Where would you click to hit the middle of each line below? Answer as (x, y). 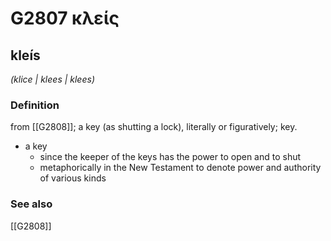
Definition (35, 105)
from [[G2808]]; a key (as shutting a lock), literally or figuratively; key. (154, 127)
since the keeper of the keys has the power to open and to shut (170, 157)
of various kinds (73, 178)
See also (31, 204)
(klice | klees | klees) (52, 79)
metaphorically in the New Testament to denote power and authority (180, 168)
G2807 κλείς (65, 18)
